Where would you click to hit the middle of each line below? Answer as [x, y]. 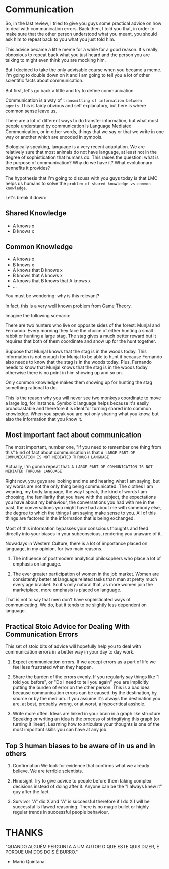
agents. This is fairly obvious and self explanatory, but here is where [76, 105]
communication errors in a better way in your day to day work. [70, 652]
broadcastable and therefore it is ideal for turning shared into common [78, 408]
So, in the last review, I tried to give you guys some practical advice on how [83, 23]
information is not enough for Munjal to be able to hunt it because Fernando [84, 356]
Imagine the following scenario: [38, 315]
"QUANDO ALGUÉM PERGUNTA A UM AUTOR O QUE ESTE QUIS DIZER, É [82, 846]
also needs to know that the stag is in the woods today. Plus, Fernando [79, 362]
